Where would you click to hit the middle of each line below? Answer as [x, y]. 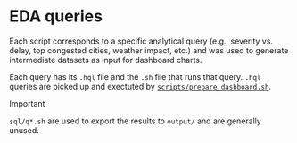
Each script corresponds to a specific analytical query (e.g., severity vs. [141, 41]
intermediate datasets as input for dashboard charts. [106, 60]
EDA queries [56, 16]
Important [27, 103]
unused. [24, 130]
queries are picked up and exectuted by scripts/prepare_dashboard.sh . [140, 86]
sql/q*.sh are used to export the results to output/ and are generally [135, 121]
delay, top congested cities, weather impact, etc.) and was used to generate [149, 50]
